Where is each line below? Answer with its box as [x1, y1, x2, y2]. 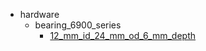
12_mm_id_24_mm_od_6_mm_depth [49, 30, 197, 41]
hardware [19, 9, 60, 20]
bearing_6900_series [34, 19, 122, 31]
